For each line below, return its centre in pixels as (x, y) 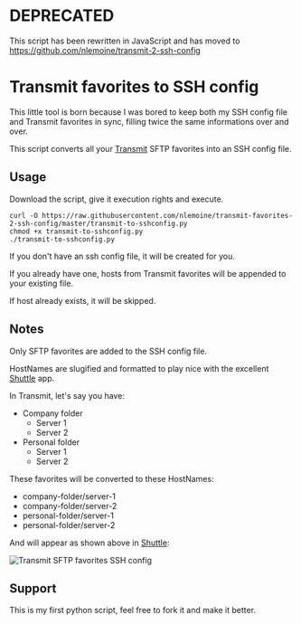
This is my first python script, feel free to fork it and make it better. (132, 610)
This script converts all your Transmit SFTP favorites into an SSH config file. (150, 148)
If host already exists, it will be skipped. (83, 300)
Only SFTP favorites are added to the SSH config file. (108, 351)
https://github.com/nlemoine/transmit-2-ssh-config (105, 50)
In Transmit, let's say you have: (67, 395)
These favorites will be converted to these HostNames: (112, 478)
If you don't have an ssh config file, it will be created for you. (122, 256)
